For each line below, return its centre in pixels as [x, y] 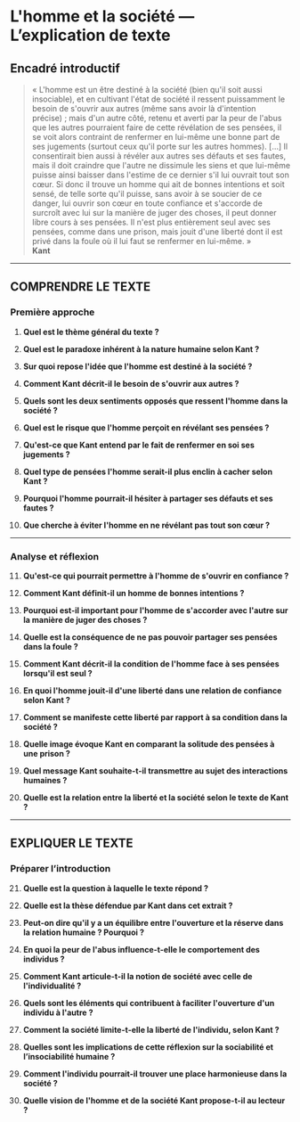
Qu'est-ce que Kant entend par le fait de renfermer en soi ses [138, 445]
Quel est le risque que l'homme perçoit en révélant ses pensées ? [146, 427]
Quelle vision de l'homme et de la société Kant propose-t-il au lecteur [154, 1100]
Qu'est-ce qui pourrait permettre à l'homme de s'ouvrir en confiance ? [156, 576]
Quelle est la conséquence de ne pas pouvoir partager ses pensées [150, 637]
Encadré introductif [65, 68]
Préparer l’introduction [61, 869]
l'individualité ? [52, 986]
